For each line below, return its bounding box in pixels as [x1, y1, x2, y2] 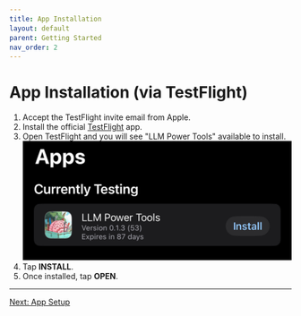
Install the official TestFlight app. [21, 122, 143, 132]
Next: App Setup [9, 296, 71, 307]
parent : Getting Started [9, 33, 102, 42]
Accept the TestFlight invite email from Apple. [21, 112, 191, 123]
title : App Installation [9, 14, 102, 23]
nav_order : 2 [9, 43, 58, 52]
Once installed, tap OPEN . [21, 270, 119, 281]
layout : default [9, 23, 70, 33]
